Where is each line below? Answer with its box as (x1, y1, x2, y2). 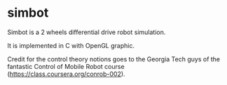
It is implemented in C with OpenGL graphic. (7, 41, 135, 49)
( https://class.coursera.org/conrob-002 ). (7, 70, 125, 78)
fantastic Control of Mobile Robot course (7, 62, 125, 70)
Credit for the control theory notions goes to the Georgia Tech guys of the (7, 54, 221, 63)
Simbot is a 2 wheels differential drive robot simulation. (7, 28, 166, 36)
